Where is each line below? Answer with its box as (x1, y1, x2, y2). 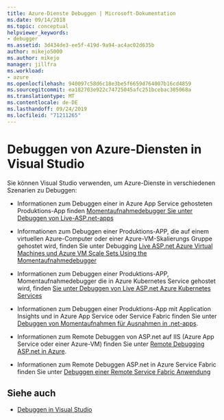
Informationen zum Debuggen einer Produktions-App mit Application (16, 304, 211, 312)
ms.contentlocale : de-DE (7, 99, 78, 106)
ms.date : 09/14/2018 (7, 16, 66, 23)
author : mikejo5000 (7, 49, 63, 55)
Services (16, 291, 42, 299)
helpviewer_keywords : (7, 29, 69, 36)
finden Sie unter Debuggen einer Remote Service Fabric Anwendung (16, 367, 211, 375)
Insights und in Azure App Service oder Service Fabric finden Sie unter (16, 312, 217, 320)
